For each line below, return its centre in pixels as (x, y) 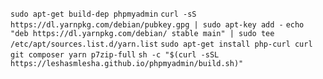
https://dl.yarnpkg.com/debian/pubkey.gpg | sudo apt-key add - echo (157, 25)
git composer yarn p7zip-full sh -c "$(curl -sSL (115, 55)
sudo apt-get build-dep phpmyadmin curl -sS (103, 14)
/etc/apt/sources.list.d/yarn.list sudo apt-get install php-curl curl (161, 44)
